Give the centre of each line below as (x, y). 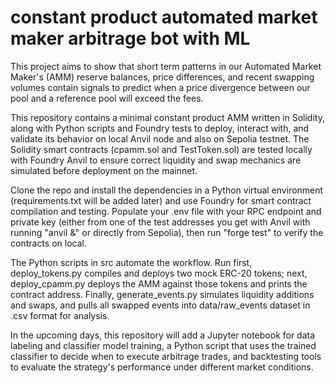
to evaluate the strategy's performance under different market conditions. (162, 367)
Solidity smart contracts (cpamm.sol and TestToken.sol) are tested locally (161, 149)
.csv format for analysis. (60, 315)
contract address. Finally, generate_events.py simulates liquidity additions (162, 294)
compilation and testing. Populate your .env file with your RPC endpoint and (166, 211)
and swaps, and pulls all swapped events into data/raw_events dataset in (160, 305)
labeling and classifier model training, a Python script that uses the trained (163, 345)
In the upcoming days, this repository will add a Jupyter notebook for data (163, 335)
